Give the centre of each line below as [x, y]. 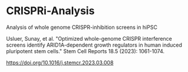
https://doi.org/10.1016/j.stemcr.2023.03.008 [60, 63]
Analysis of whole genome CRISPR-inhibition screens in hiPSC [82, 27]
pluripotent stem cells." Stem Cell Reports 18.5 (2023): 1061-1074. [85, 51]
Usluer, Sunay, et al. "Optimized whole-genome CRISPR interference [89, 38]
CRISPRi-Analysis [50, 11]
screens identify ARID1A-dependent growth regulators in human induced [94, 45]
